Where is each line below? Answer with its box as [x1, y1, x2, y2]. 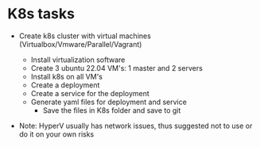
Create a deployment [30, 80, 100, 90]
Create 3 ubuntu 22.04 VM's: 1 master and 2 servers [30, 63, 204, 72]
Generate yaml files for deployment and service [30, 97, 188, 106]
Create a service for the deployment [30, 88, 150, 98]
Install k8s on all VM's [30, 72, 103, 81]
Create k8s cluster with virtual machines [18, 31, 152, 41]
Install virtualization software [30, 55, 126, 64]
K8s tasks [7, 5, 75, 23]
